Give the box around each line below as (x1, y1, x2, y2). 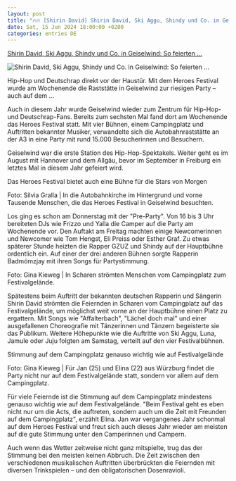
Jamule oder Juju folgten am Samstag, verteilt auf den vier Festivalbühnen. (7, 337, 225, 345)
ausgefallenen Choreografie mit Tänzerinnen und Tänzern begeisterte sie (7, 322, 220, 330)
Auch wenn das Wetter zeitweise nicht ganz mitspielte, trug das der (7, 444, 203, 452)
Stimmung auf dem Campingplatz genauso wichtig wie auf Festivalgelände (7, 350, 223, 359)
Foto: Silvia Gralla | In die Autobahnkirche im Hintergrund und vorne (7, 191, 203, 199)
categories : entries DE (7, 30, 77, 37)
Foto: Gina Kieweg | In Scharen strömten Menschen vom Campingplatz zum (7, 270, 227, 279)
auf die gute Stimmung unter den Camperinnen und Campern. (7, 430, 187, 439)
